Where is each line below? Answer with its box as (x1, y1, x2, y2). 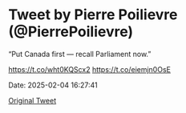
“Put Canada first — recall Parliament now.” (8, 49, 152, 59)
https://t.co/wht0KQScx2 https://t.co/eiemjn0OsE (8, 64, 171, 74)
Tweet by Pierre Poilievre (8, 6, 178, 24)
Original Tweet (8, 95, 57, 105)
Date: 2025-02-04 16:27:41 (8, 80, 98, 90)
